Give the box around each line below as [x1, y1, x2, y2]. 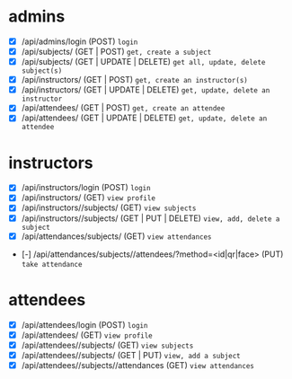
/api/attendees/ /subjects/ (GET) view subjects [21, 339, 194, 350]
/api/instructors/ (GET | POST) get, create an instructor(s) [21, 75, 248, 85]
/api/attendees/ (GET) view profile [21, 330, 154, 340]
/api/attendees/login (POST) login [21, 319, 148, 330]
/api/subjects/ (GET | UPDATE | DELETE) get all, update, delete [21, 57, 266, 67]
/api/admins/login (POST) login [21, 36, 138, 47]
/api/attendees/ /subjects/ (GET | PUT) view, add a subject [21, 349, 242, 360]
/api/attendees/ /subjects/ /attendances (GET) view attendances [21, 359, 255, 370]
